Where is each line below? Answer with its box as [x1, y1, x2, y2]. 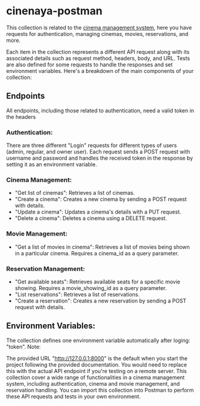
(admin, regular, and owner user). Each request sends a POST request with [6, 148, 190, 155]
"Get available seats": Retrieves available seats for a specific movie [14, 278, 180, 285]
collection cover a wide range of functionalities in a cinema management [6, 374, 185, 381]
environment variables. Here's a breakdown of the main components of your [6, 67, 194, 74]
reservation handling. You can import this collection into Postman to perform [6, 386, 194, 393]
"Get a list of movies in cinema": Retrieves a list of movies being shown [14, 243, 190, 251]
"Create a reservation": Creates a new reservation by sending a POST [14, 297, 187, 304]
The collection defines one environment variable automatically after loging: [6, 337, 190, 344]
